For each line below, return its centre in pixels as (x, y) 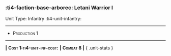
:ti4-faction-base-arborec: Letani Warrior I (59, 8)
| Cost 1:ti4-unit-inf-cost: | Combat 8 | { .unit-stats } (59, 48)
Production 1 (25, 33)
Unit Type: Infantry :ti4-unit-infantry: (44, 19)
